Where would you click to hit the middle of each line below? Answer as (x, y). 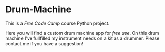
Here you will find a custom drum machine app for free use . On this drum (82, 33)
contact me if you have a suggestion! (44, 43)
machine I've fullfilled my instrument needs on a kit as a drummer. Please (82, 38)
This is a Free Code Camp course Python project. (57, 23)
